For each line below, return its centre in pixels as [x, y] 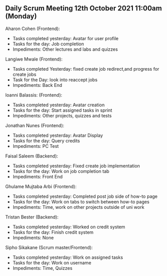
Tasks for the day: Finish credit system [53, 232]
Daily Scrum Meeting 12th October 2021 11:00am [84, 8]
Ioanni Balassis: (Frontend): [34, 95]
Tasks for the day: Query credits [46, 141]
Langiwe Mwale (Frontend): [34, 59]
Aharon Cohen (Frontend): [32, 28]
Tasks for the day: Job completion [48, 44]
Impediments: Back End [37, 85]
